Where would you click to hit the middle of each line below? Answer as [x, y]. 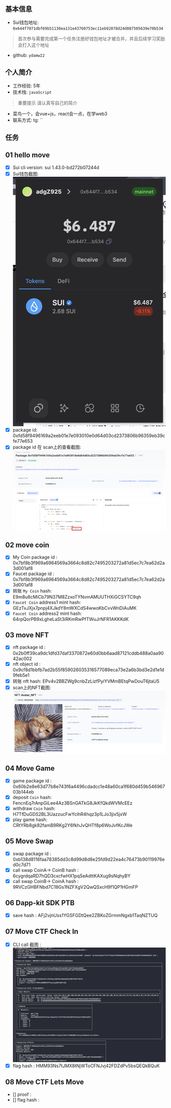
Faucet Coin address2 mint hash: [47, 613]
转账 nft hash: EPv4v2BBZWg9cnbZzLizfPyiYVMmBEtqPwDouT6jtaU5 [86, 681]
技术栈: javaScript [32, 92]
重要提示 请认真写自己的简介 [47, 103]
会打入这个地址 [33, 45]
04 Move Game [30, 768]
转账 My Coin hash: [32, 591]
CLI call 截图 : [27, 944]
